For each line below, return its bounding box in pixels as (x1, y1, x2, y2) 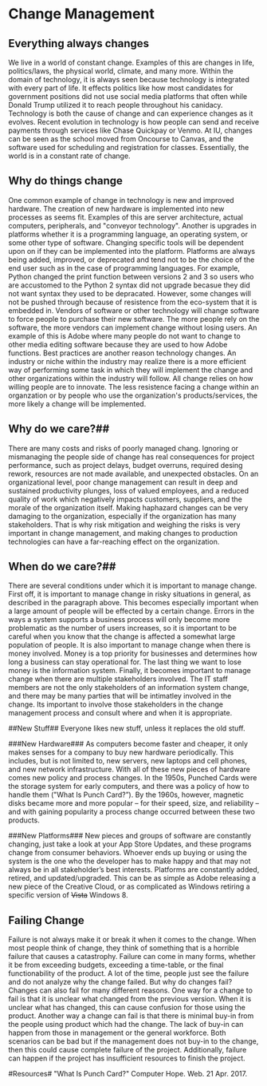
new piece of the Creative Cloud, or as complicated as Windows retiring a (8, 882, 250, 891)
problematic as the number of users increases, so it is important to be (8, 624, 238, 633)
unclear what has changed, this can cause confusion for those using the (8, 1003, 245, 1013)
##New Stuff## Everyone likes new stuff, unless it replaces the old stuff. (8, 723, 245, 733)
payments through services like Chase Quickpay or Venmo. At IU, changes (8, 125, 253, 135)
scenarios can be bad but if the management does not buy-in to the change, (8, 1036, 259, 1046)
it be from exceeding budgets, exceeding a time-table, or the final (8, 960, 224, 970)
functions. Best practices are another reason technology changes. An (8, 348, 237, 358)
